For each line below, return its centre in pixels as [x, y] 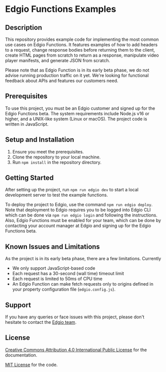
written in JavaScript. [27, 124]
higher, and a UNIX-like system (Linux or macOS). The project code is [76, 119]
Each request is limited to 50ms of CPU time [57, 279]
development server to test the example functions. [56, 195]
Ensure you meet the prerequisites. [48, 151]
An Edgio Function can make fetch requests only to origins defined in [83, 284]
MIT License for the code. [31, 365]
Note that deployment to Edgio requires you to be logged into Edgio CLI [78, 210]
